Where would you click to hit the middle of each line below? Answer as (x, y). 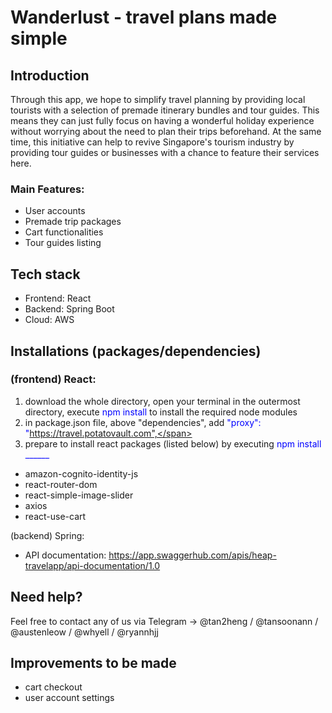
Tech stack (45, 274)
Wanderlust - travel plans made (144, 17)
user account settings (69, 698)
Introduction (50, 75)
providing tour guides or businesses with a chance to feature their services (165, 152)
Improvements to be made (93, 663)
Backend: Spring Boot (69, 309)
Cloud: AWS (49, 320)
